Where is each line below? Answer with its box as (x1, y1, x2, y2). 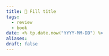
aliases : (6, 36, 28, 41)
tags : (6, 14, 19, 20)
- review (11, 19, 33, 25)
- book (11, 24, 28, 31)
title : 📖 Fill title (6, 8, 57, 15)
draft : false (6, 41, 38, 47)
